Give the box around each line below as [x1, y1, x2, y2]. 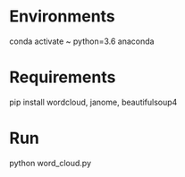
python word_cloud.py [9, 157, 92, 168]
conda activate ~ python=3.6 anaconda [9, 36, 155, 46]
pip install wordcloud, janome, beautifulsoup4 [9, 97, 178, 107]
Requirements [9, 67, 116, 88]
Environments [9, 6, 116, 27]
